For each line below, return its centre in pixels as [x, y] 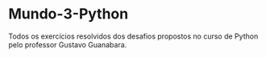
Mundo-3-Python [69, 14]
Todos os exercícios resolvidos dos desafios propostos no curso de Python [133, 36]
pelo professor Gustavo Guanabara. [68, 44]
